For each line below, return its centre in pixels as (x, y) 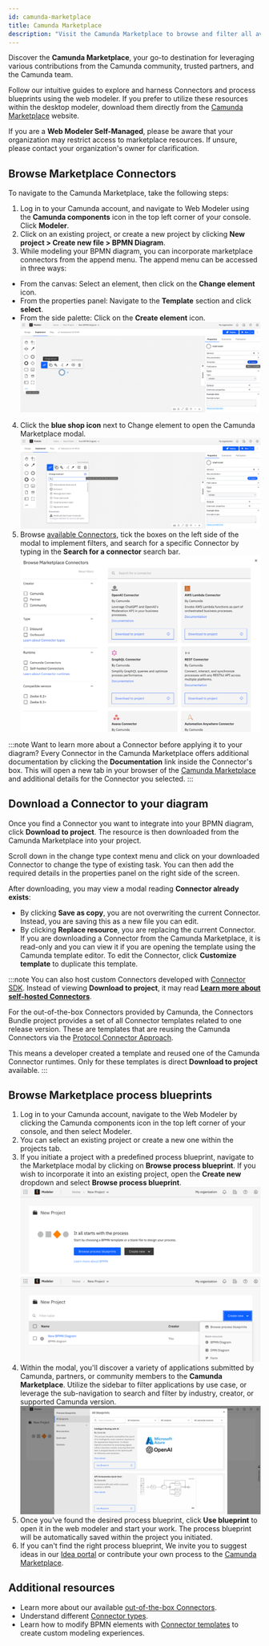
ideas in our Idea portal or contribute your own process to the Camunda (138, 1554)
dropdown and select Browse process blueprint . (100, 1183)
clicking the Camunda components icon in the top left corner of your (133, 1123)
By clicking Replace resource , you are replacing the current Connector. (138, 929)
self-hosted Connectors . (50, 996)
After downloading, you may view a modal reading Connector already (124, 888)
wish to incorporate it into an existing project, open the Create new (130, 1174)
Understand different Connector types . (84, 1616)
